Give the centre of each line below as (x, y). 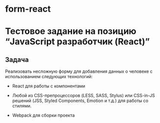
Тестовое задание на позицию (71, 31)
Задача (17, 60)
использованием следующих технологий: (49, 77)
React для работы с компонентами (49, 86)
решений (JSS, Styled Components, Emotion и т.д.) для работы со (80, 101)
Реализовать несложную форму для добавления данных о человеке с (79, 71)
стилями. (22, 106)
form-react (28, 9)
